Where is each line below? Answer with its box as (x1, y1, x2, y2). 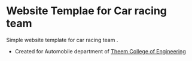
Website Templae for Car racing (6, 4, 167, 18)
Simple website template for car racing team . (6, 36, 118, 43)
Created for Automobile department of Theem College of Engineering (14, 47, 187, 54)
